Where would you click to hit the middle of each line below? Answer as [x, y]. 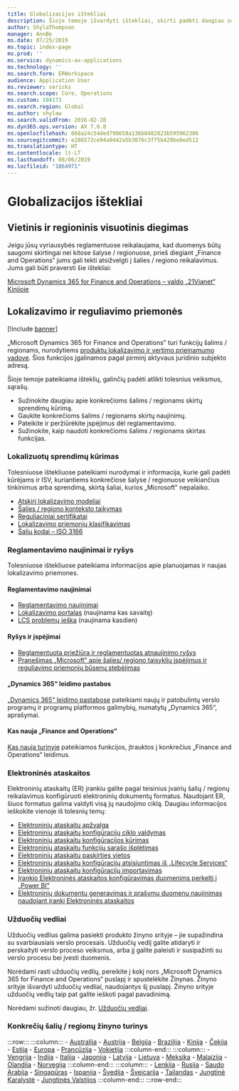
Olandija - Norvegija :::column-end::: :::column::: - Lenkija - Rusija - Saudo [116, 1064]
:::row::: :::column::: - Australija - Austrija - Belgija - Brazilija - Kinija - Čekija [117, 1042]
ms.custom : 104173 [34, 100]
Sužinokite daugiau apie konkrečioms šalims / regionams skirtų [110, 400]
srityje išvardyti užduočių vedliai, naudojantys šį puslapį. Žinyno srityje [111, 986]
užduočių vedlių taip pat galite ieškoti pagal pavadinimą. [90, 994]
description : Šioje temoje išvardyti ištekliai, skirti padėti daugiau [116, 21]
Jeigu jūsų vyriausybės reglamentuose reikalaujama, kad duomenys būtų [114, 245]
